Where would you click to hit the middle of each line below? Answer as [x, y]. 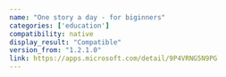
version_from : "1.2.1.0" [55, 50]
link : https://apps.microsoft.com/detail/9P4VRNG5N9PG [113, 58]
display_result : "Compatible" [66, 42]
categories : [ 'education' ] [59, 26]
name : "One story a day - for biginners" [88, 17]
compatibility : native [51, 34]
